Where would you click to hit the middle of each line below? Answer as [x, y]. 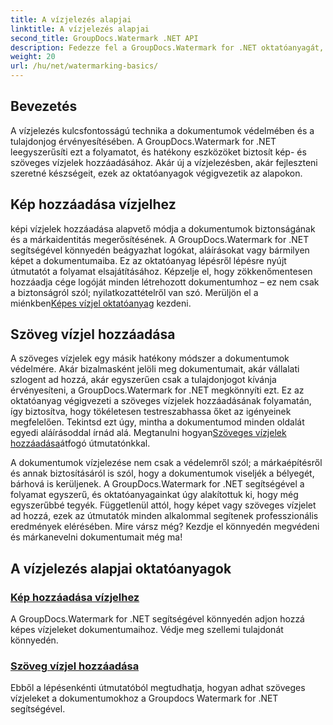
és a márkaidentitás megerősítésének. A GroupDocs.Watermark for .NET [160, 239]
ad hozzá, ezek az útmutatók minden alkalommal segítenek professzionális [164, 516]
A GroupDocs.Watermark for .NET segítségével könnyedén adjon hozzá [157, 619]
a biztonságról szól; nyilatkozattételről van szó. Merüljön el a [134, 292]
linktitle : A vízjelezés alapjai [80, 29]
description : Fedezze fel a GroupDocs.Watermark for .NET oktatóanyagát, [167, 47]
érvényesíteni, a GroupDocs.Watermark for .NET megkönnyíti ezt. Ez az [157, 390]
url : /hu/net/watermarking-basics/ [84, 66]
